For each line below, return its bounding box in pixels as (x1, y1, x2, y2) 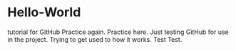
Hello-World (7, 4, 81, 21)
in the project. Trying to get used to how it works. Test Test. (7, 35, 183, 43)
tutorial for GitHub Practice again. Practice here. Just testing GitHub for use (7, 28, 230, 36)
